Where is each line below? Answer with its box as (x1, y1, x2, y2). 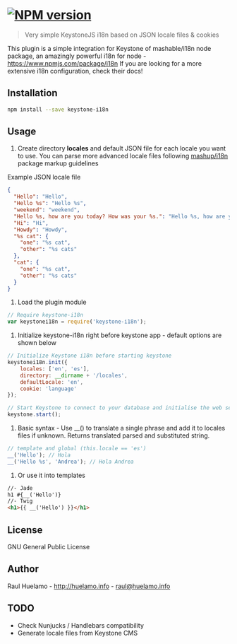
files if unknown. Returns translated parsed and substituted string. (17, 431, 210, 440)
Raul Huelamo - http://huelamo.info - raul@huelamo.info (7, 582, 171, 590)
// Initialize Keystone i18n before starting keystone (7, 352, 172, 360)
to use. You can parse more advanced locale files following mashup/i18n (17, 152, 229, 160)
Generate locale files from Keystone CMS (17, 628, 138, 637)
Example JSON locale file (7, 173, 81, 182)
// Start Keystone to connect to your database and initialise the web (7, 404, 222, 411)
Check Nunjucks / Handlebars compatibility (17, 621, 145, 629)
